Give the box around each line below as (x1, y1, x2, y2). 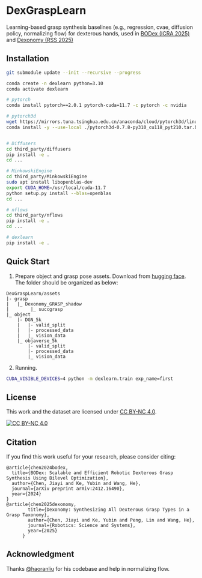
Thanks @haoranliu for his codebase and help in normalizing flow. (6, 565, 170, 572)
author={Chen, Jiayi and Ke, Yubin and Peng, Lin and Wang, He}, (28, 517, 195, 523)
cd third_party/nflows (6, 212, 63, 218)
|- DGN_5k (17, 316, 42, 323)
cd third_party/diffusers (6, 146, 71, 152)
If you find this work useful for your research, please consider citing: (6, 453, 176, 460)
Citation (6, 437, 37, 447)
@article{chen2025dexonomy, (6, 502, 77, 508)
